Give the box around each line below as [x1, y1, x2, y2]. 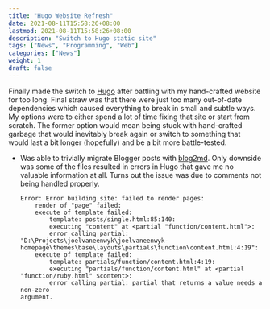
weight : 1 [8, 57, 42, 65]
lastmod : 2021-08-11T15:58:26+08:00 [8, 27, 131, 35]
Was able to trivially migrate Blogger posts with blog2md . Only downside [19, 153, 262, 163]
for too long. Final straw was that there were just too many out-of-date [8, 94, 243, 105]
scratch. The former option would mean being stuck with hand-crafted [8, 120, 243, 130]
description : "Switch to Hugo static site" [8, 34, 157, 43]
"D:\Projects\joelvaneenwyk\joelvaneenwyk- [19, 237, 169, 245]
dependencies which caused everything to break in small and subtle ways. [8, 103, 256, 113]
